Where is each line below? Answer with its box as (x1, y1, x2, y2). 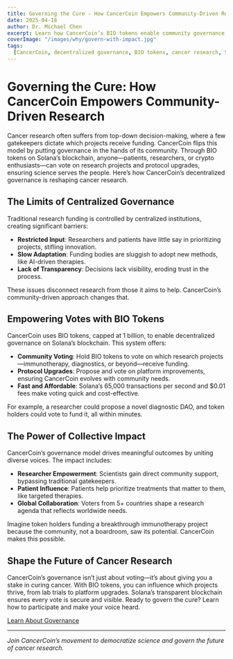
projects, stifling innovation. (17, 243, 97, 251)
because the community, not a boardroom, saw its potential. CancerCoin (7, 528, 214, 536)
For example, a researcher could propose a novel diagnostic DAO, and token (7, 402, 225, 411)
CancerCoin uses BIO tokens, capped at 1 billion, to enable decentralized (7, 332, 215, 340)
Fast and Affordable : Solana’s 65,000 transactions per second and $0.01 (17, 382, 225, 390)
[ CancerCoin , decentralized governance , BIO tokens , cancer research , (13, 49, 222, 56)
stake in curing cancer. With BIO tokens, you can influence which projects (7, 581, 218, 589)
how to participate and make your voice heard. (7, 603, 141, 612)
